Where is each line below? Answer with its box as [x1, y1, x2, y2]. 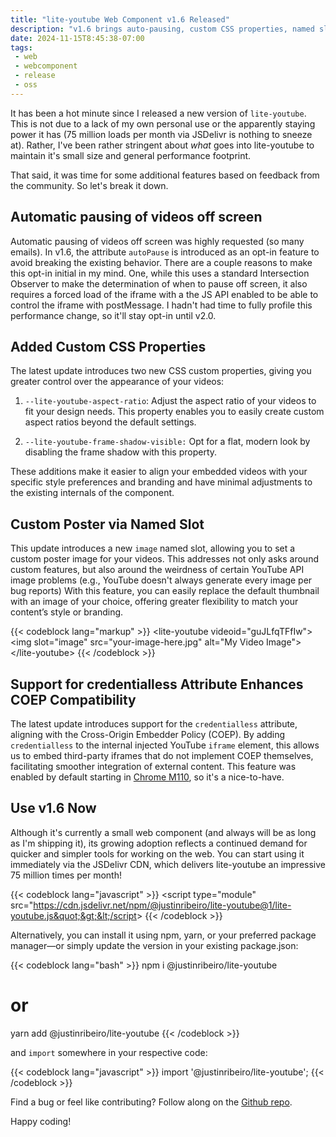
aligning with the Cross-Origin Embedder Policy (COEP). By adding [10, 729, 286, 740]
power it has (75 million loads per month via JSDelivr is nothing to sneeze [10, 128, 313, 140]
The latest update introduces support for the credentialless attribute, [10, 718, 298, 730]
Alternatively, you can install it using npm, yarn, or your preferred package [10, 929, 317, 941]
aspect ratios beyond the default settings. [24, 416, 197, 428]
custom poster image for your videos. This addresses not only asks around [10, 553, 319, 565]
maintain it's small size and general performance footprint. [10, 149, 252, 161]
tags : [10, 42, 33, 53]
